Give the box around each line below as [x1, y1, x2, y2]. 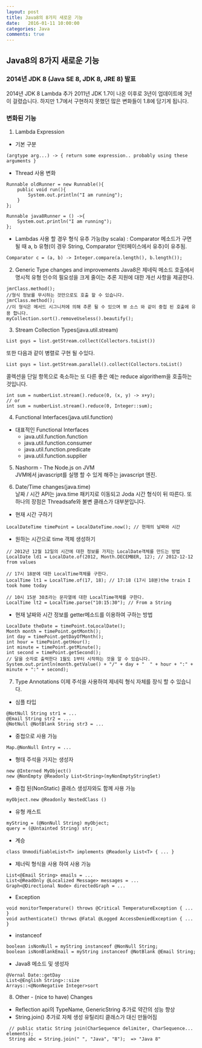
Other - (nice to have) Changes [15, 994, 93, 1001]
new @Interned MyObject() [6, 768, 71, 775]
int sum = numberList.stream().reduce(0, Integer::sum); [6, 403, 153, 409]
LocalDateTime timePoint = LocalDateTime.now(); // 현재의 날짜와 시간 [6, 524, 180, 530]
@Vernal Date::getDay [6, 972, 61, 978]
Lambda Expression [15, 128, 65, 136]
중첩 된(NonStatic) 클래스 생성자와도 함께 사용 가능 [15, 785, 136, 792]
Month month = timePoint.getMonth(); [6, 629, 102, 635]
